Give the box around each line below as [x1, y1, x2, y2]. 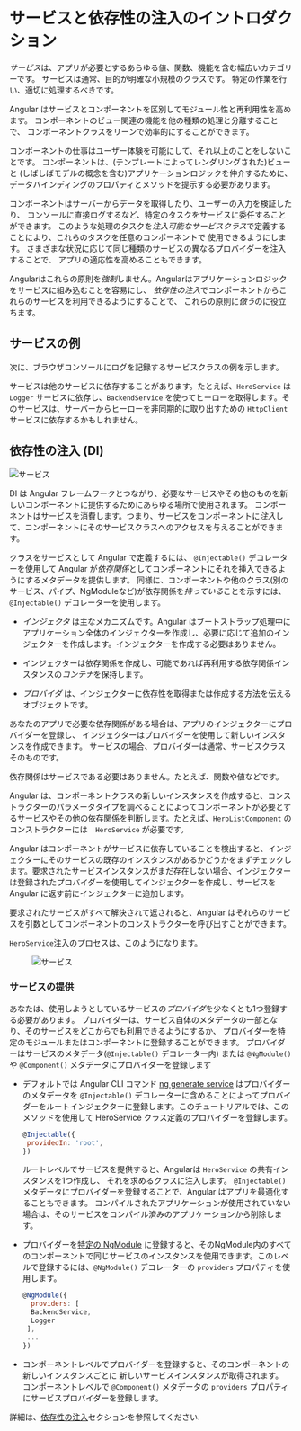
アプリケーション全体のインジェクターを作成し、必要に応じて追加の [22, 627, 274, 638]
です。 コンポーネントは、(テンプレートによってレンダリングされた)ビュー [16, 156, 291, 167]
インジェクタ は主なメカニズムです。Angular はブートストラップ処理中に [22, 616, 292, 627]
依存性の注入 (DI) [9, 443, 104, 458]
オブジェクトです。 [22, 698, 93, 710]
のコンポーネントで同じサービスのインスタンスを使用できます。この [22, 1250, 274, 1261]
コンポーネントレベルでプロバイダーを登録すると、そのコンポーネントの [22, 1358, 290, 1369]
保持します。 [101, 669, 148, 680]
